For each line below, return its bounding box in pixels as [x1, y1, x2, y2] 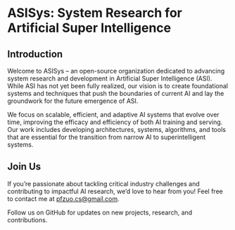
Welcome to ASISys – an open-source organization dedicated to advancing [7, 67, 225, 75]
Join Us [7, 161, 42, 173]
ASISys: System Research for [7, 5, 183, 21]
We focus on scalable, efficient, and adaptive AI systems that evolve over [7, 111, 220, 119]
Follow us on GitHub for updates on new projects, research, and [7, 208, 193, 217]
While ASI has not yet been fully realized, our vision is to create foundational [7, 82, 229, 90]
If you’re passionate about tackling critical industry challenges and [7, 179, 201, 188]
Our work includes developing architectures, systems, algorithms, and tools [7, 126, 227, 133]
